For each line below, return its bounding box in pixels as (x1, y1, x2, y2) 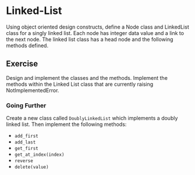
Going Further (6, 101, 47, 109)
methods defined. (6, 42, 48, 49)
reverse (14, 158, 33, 164)
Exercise (6, 59, 38, 69)
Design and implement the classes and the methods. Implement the (6, 74, 168, 81)
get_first (14, 146, 39, 152)
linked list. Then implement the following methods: (6, 121, 127, 128)
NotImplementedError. (6, 86, 59, 94)
